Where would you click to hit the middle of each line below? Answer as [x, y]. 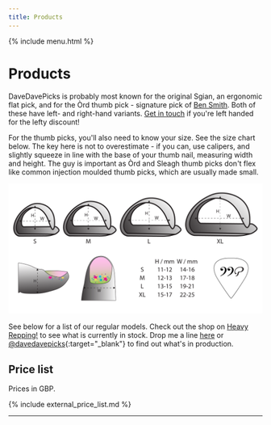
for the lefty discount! [44, 122]
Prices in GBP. [32, 389]
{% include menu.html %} [51, 41]
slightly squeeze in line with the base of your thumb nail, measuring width [131, 154]
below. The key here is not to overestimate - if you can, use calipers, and [129, 146]
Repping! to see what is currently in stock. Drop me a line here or [116, 335]
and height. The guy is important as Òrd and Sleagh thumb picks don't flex [132, 163]
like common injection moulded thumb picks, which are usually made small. [133, 172]
